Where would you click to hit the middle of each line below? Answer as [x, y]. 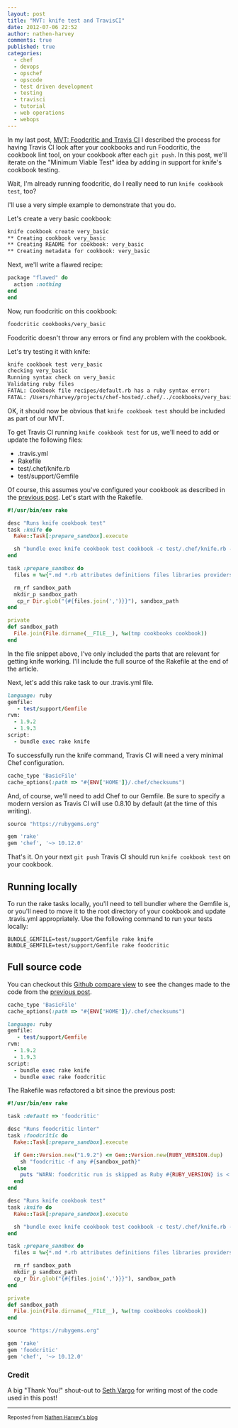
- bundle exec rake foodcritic [60, 1077]
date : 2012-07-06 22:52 [42, 27]
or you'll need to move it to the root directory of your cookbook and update [117, 911]
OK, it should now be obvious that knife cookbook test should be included [116, 411]
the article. [23, 669]
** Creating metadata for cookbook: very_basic [79, 251]
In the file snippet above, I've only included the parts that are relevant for [113, 654]
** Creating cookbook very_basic [57, 238]
